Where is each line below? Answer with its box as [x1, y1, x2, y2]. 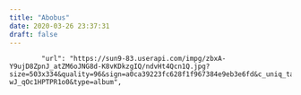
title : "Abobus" [9, 13, 70, 22]
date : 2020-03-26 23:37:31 [9, 22, 110, 30]
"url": [41, 55, 66, 64]
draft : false [9, 30, 58, 39]
